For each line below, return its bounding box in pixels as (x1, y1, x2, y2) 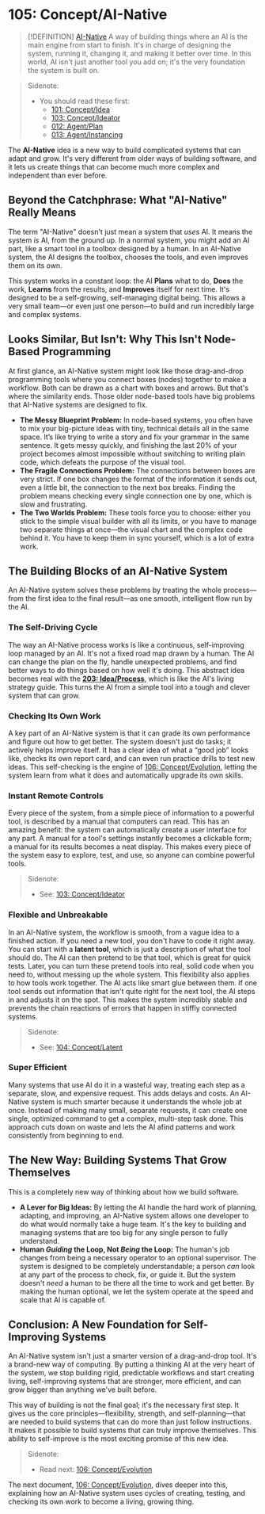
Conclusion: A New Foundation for (8, 1318, 182, 1332)
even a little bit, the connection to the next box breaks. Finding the (19, 482, 236, 492)
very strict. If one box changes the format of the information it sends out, (19, 474, 258, 484)
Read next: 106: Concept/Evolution (39, 1465, 153, 1474)
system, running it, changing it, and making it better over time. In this (27, 48, 252, 58)
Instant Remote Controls (8, 790, 104, 801)
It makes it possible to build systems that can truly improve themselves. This (8, 1425, 257, 1436)
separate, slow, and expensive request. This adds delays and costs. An (8, 1088, 240, 1098)
